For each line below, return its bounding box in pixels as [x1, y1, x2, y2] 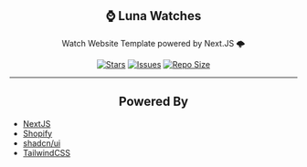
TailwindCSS [22, 147, 71, 158]
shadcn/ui [22, 137, 61, 149]
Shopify [22, 128, 53, 139]
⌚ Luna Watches [105, 8, 202, 24]
